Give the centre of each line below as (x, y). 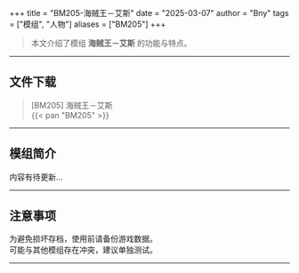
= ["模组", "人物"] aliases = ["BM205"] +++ (88, 24)
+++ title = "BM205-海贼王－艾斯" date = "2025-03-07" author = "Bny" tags (149, 13)
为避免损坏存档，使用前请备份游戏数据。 (83, 239)
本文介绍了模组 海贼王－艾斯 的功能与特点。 (111, 43)
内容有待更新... (36, 177)
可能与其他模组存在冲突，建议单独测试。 (83, 250)
